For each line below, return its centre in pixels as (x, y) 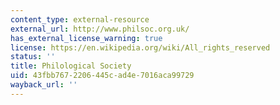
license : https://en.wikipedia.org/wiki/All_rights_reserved (140, 47)
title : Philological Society (71, 66)
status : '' (33, 57)
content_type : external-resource (80, 19)
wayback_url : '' (44, 85)
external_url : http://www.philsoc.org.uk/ (100, 29)
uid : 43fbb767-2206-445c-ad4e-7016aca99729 (102, 76)
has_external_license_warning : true (86, 38)
